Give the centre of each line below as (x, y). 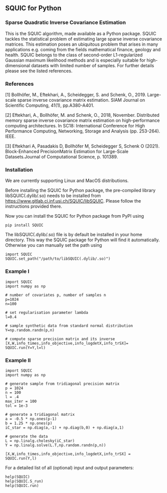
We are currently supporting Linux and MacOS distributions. (67, 181)
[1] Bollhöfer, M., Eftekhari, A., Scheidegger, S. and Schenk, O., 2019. (76, 94)
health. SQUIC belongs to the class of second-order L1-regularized (74, 55)
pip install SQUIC (24, 225)
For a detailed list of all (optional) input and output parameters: (69, 467)
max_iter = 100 (21, 401)
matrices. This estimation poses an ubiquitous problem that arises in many (82, 44)
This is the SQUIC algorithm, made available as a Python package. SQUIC (81, 33)
